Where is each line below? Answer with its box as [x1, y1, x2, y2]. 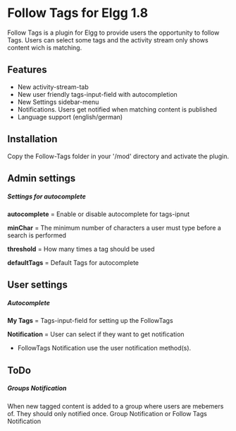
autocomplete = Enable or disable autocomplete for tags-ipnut [7, 210, 190, 218]
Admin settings [7, 172, 76, 184]
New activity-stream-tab [17, 83, 89, 91]
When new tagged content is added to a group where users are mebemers [7, 401, 224, 411]
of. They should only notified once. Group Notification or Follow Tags [7, 409, 208, 418]
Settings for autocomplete [7, 192, 87, 201]
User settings [7, 279, 68, 291]
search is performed [7, 231, 67, 240]
